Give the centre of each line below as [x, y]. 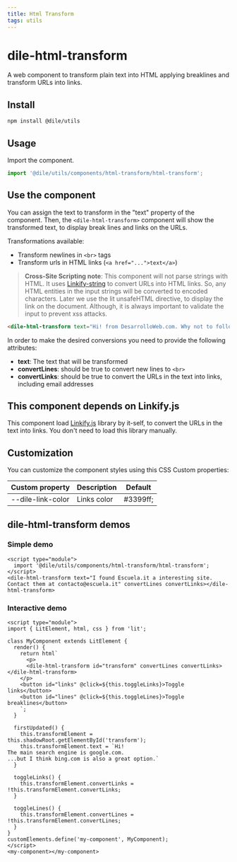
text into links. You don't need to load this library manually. [92, 431]
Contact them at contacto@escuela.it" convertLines [85, 584]
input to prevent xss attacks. [66, 314]
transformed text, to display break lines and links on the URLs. [98, 227]
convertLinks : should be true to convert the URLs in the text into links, [120, 377]
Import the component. [41, 160]
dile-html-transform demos [69, 524]
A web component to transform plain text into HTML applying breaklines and [119, 75]
